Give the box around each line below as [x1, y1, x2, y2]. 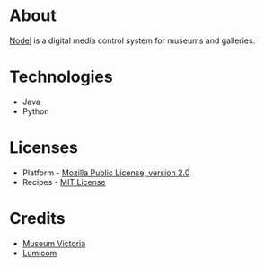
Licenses [9, 138, 79, 158]
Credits [9, 209, 66, 228]
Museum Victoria [22, 237, 86, 248]
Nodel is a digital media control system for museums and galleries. [9, 35, 256, 46]
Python [22, 105, 49, 117]
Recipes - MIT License [22, 176, 106, 187]
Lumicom [22, 247, 57, 258]
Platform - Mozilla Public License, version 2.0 [22, 167, 190, 178]
